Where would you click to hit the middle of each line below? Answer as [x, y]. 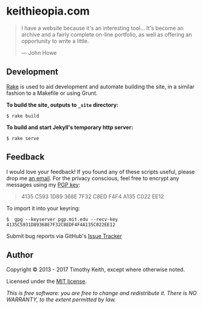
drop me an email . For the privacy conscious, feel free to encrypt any [93, 178]
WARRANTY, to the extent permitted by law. [61, 300]
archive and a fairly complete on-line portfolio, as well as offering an [107, 34]
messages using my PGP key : [43, 184]
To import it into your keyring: [43, 208]
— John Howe [39, 52]
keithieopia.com [48, 11]
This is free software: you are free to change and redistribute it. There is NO [101, 293]
